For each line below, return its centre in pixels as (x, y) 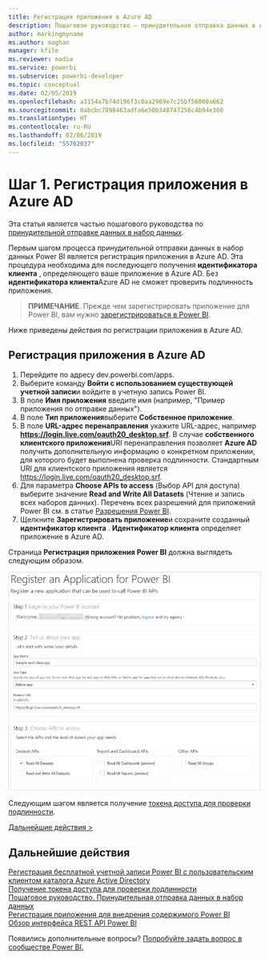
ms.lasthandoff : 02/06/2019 (55, 136)
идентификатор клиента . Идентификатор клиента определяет (130, 528)
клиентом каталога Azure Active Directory (79, 880)
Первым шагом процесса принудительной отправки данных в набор (126, 248)
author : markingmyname (46, 34)
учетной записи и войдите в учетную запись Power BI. (113, 391)
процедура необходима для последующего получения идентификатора (133, 265)
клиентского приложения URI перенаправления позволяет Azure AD (139, 443)
